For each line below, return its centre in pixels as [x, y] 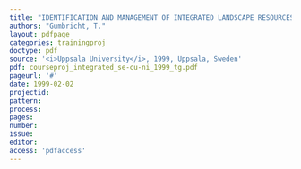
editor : [24, 142]
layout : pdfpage [39, 34]
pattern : [26, 101]
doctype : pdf [34, 51]
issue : [21, 134]
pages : [21, 117]
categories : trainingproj [57, 42]
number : [24, 126]
